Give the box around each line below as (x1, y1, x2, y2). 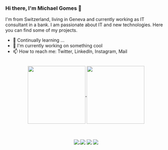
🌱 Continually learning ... (12, 37, 65, 43)
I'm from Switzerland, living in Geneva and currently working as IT (5, 16, 145, 23)
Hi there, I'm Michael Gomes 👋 (5, 5, 82, 12)
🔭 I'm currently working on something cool (12, 43, 103, 49)
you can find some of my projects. (5, 27, 78, 33)
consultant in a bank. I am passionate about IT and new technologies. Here (5, 22, 163, 28)
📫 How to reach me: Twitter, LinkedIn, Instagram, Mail (12, 48, 128, 54)
